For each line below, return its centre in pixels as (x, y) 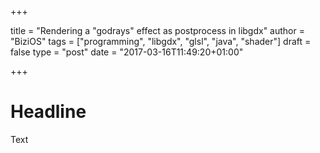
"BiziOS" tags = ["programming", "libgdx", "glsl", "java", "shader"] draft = (161, 41)
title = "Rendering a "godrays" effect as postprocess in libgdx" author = (157, 30)
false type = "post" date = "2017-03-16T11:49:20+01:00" (127, 52)
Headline (48, 112)
